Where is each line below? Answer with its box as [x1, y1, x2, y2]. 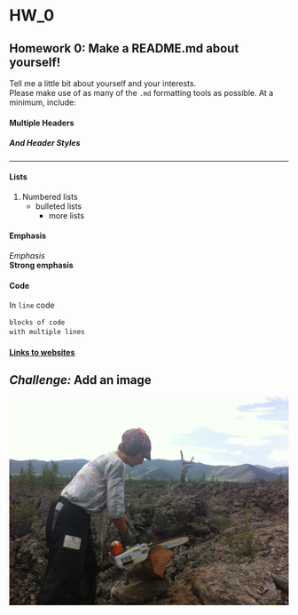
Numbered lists [21, 191, 78, 202]
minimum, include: [9, 97, 77, 108]
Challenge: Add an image [9, 372, 153, 387]
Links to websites [9, 347, 75, 357]
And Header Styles [9, 138, 81, 148]
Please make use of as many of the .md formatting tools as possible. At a [9, 88, 274, 98]
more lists [48, 210, 85, 220]
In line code [9, 300, 55, 311]
